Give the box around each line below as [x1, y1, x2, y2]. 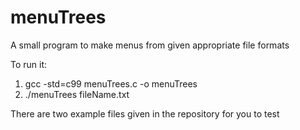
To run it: [10, 58, 48, 70]
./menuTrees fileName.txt [24, 88, 130, 100]
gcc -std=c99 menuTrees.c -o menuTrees [24, 77, 198, 90]
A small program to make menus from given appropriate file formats [10, 39, 290, 51]
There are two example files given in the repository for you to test [10, 107, 280, 120]
